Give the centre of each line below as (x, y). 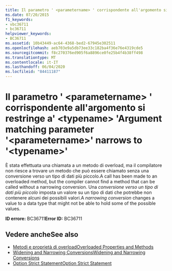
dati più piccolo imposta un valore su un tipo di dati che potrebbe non (79, 192)
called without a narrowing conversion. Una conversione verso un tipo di (82, 187)
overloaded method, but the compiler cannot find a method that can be (80, 181)
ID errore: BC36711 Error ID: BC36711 (44, 218)
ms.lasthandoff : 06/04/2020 (35, 67)
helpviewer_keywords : (28, 34)
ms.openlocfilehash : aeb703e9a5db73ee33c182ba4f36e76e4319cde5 (74, 48)
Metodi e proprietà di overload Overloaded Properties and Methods (83, 247)
